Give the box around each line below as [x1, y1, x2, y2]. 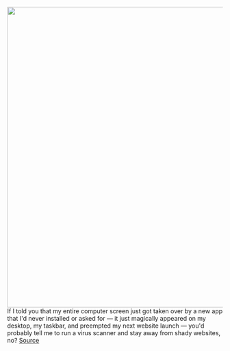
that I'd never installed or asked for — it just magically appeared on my [7, 315, 207, 322]
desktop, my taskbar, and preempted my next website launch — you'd [7, 321, 205, 330]
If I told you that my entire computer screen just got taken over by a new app [7, 307, 223, 315]
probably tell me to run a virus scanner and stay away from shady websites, [7, 329, 221, 337]
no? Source [7, 337, 40, 344]
